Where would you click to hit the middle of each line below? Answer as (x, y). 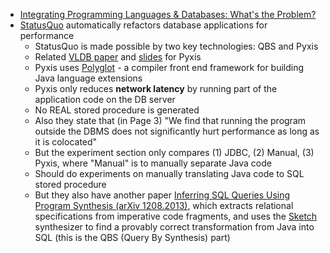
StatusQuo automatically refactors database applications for (143, 25)
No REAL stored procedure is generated (117, 110)
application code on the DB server (105, 99)
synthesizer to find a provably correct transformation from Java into (174, 227)
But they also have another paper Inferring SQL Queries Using (162, 195)
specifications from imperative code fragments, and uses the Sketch (176, 216)
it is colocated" (66, 142)
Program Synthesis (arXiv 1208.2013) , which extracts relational (164, 205)
